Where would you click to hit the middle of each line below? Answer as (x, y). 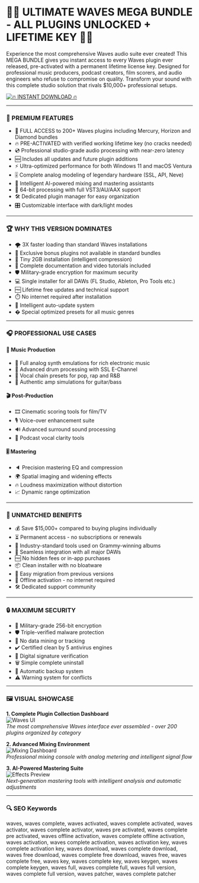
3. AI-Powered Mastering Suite (45, 768)
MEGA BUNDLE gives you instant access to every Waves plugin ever (90, 60)
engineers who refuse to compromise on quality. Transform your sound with (99, 79)
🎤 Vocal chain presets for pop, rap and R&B (67, 375)
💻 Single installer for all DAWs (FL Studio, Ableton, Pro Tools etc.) (95, 281)
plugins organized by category (44, 732)
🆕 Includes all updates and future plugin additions (76, 159)
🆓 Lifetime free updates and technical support (72, 289)
